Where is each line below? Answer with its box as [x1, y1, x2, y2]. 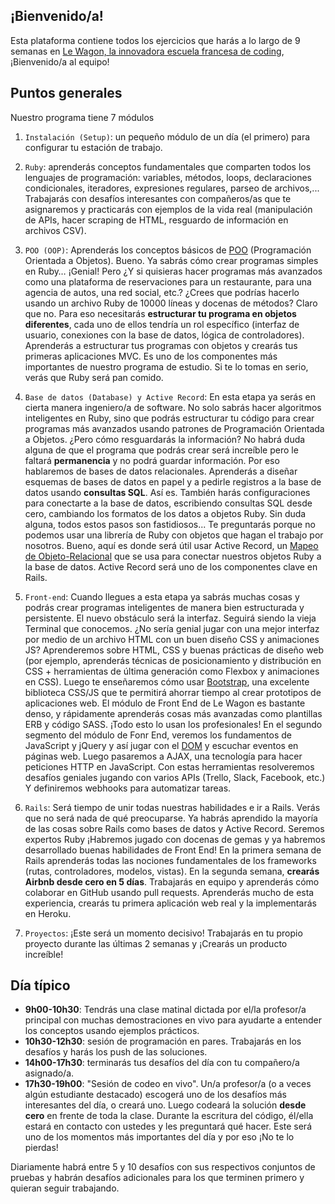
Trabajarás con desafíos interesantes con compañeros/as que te [24, 192, 292, 204]
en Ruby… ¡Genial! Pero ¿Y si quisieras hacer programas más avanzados [24, 265, 323, 277]
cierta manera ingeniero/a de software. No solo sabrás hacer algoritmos [24, 401, 322, 413]
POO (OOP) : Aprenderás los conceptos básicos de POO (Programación [24, 244, 312, 256]
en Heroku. [24, 907, 72, 919]
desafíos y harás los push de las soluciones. [24, 1046, 208, 1058]
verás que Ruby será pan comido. [24, 371, 164, 383]
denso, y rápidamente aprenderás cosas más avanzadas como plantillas [24, 707, 323, 719]
